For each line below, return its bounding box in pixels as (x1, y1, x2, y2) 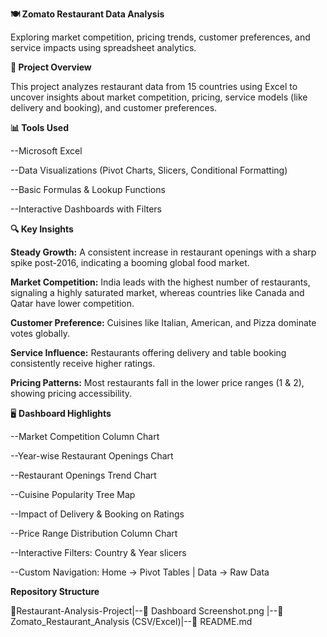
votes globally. (10, 328, 70, 339)
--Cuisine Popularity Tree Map (10, 489, 136, 500)
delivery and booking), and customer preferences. (10, 102, 218, 113)
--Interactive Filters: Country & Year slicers (10, 547, 187, 558)
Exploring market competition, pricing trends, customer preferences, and (10, 31, 311, 43)
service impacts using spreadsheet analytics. (10, 42, 197, 53)
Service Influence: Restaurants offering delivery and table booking (10, 347, 287, 358)
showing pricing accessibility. (10, 388, 133, 399)
